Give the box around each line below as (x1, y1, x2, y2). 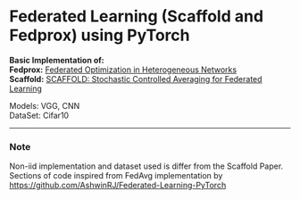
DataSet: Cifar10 (9, 110, 70, 120)
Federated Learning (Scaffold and (9, 6, 264, 27)
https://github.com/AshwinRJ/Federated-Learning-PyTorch (9, 180, 227, 191)
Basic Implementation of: (9, 54, 104, 65)
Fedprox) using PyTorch (9, 25, 190, 46)
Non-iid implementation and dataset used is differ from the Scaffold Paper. (9, 161, 284, 171)
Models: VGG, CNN (9, 100, 80, 111)
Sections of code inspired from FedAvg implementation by (9, 170, 223, 181)
